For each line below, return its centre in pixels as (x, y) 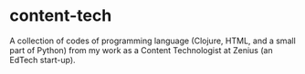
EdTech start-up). (42, 60)
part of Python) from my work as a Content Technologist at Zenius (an (141, 50)
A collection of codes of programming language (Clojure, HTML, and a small (153, 41)
